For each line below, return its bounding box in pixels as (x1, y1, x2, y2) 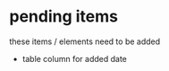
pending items (9, 6, 119, 27)
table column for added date (21, 53, 127, 64)
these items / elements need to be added (9, 36, 161, 47)
